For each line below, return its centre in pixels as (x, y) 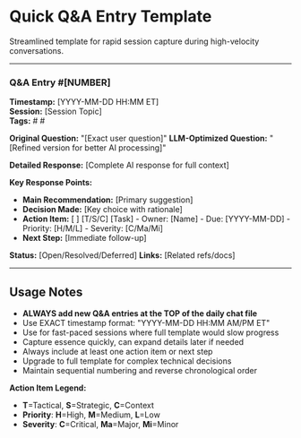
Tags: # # (27, 121)
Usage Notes (46, 292)
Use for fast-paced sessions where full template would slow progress (150, 332)
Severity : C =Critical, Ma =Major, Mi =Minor (100, 425)
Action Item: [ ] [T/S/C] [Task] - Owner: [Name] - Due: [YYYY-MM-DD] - (156, 219)
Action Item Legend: (48, 388)
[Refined (25, 148)
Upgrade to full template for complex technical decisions (127, 361)
